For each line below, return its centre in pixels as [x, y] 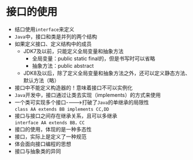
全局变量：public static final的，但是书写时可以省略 [94, 58]
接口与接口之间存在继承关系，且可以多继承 [66, 116]
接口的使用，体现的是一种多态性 [53, 129]
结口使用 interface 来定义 [44, 29]
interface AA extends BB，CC [49, 123]
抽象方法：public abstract [63, 65]
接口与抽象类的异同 [38, 151]
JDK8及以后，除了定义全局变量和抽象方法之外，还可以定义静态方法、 [107, 73]
